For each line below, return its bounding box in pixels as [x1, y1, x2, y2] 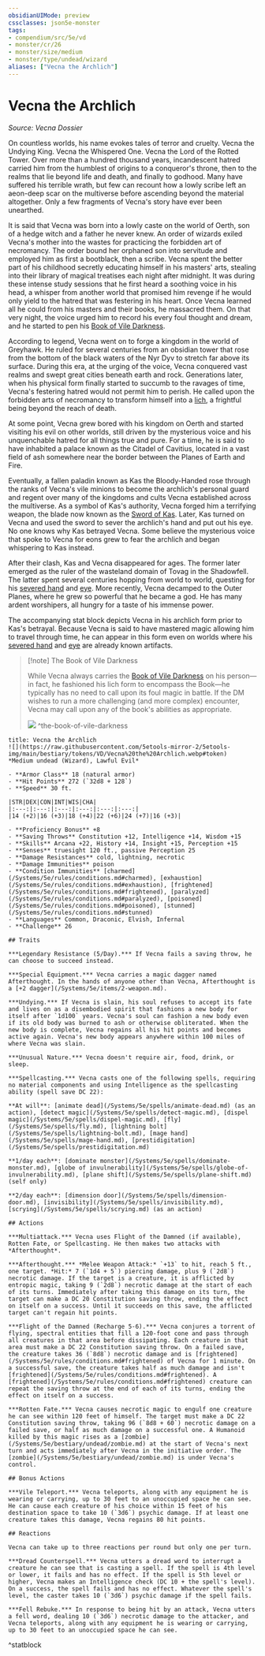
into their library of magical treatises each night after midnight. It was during [8, 270, 256, 280]
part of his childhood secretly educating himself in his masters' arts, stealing [8, 262, 256, 272]
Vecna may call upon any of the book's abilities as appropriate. [27, 704, 233, 714]
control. [8, 1460, 37, 1468]
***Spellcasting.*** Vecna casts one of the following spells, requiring [8, 1074, 256, 1082]
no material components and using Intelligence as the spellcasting [8, 1081, 238, 1089]
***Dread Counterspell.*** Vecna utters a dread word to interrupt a [8, 1557, 242, 1565]
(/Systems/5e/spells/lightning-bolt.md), [8, 1129, 147, 1137]
